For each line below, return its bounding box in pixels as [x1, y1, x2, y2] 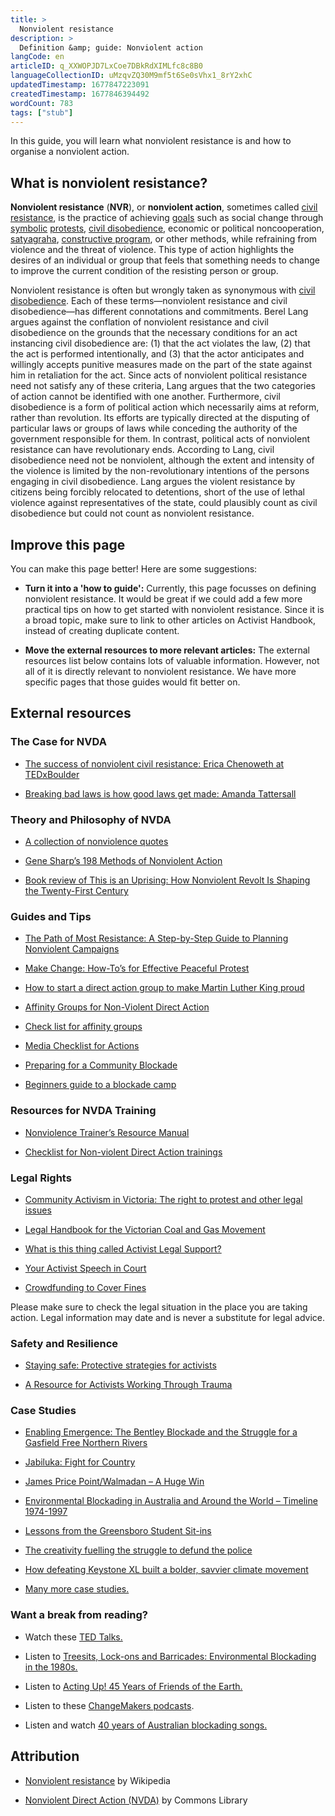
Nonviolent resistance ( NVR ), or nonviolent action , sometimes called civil [10, 201, 318, 213]
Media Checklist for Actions [24, 1040, 140, 1052]
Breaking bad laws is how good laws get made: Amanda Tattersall [24, 787, 297, 800]
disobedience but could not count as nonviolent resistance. [10, 507, 255, 520]
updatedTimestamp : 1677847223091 [10, 80, 150, 90]
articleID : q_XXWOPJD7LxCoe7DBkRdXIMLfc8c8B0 [10, 61, 203, 71]
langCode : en [10, 52, 65, 62]
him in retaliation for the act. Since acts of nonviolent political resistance [10, 369, 308, 381]
